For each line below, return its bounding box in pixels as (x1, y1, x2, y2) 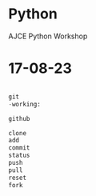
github (8, 114, 30, 122)
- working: (8, 100, 42, 108)
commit (8, 144, 30, 152)
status (8, 151, 30, 160)
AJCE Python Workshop (8, 31, 88, 41)
